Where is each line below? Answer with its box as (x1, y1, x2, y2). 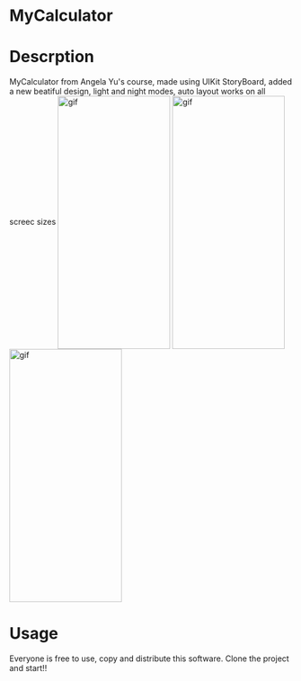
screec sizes (9, 216, 57, 227)
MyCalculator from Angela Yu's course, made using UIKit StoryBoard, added (9, 76, 293, 87)
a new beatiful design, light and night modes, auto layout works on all (9, 86, 266, 97)
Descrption (9, 47, 94, 67)
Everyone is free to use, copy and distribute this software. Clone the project (9, 653, 289, 664)
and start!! (9, 663, 48, 674)
